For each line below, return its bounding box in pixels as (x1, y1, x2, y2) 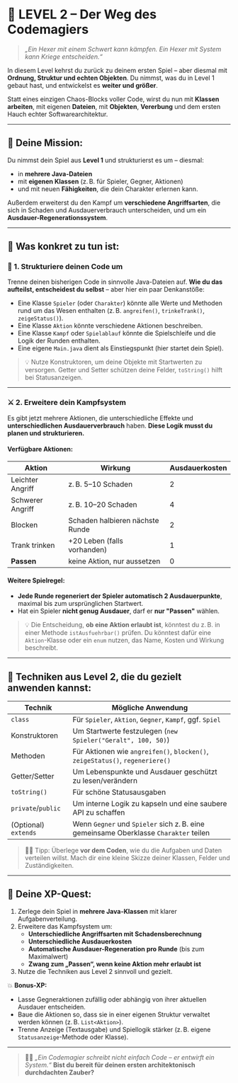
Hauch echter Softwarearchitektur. (7, 110, 108, 118)
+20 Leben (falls (68, 536, 124, 546)
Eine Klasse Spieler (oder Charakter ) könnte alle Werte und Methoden (17, 299, 223, 307)
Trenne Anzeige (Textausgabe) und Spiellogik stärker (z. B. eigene (17, 1025, 211, 1033)
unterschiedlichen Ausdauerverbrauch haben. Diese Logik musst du (7, 421, 213, 430)
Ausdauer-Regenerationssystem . (7, 213, 108, 222)
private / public (11, 803, 62, 813)
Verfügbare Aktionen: (7, 445, 73, 454)
